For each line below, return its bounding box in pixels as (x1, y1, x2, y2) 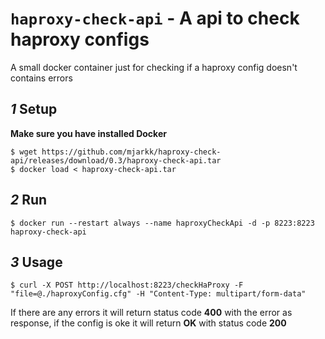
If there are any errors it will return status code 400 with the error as (10, 307, 293, 319)
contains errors (10, 72, 73, 84)
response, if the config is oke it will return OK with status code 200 (10, 317, 287, 329)
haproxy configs (10, 28, 150, 51)
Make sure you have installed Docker (10, 127, 167, 139)
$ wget (10, 147, 38, 157)
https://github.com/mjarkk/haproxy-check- (41, 147, 222, 157)
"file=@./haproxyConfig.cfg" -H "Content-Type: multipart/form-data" (10, 289, 307, 299)
